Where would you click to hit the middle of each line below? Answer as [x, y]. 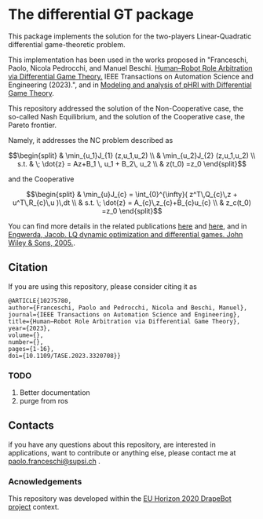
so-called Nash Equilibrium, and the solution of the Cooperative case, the [127, 116]
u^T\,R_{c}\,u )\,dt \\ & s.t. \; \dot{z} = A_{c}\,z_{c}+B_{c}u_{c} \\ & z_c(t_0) [132, 203]
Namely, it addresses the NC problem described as [91, 140]
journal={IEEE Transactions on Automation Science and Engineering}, [124, 314]
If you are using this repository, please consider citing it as [103, 286]
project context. [34, 507]
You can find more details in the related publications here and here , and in [128, 226]
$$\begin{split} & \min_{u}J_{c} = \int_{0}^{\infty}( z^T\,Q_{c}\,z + [132, 194]
